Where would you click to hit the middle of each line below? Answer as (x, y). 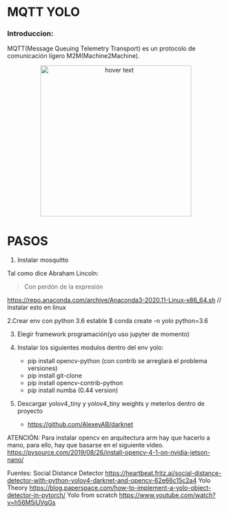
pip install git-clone (55, 376)
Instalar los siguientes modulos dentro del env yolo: (90, 348)
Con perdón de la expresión (63, 287)
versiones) (42, 368)
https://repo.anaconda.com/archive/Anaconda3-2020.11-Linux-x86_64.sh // (114, 300)
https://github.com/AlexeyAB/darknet (80, 425)
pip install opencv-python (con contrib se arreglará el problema (117, 361)
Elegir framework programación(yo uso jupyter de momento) (103, 334)
